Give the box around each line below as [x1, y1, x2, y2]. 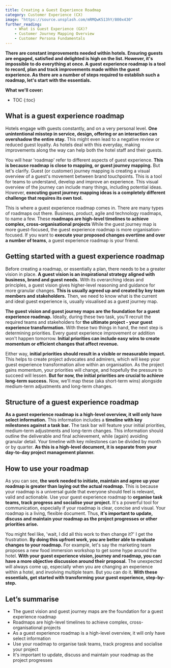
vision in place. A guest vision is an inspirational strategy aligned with [5, 271, 155, 277]
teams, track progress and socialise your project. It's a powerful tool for [5, 499, 159, 506]
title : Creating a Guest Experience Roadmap [5, 7, 101, 13]
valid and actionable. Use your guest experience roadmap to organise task [5, 494, 163, 500]
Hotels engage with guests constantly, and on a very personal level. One [5, 125, 158, 131]
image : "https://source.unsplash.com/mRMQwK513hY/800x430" [5, 17, 133, 22]
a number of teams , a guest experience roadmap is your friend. [5, 237, 139, 243]
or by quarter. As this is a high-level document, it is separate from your [5, 444, 157, 450]
